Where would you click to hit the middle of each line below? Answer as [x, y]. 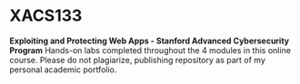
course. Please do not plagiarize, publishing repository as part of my [137, 60]
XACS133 [46, 16]
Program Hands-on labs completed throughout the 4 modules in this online [150, 50]
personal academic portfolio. [63, 70]
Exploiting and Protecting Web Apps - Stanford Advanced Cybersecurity [150, 41]
